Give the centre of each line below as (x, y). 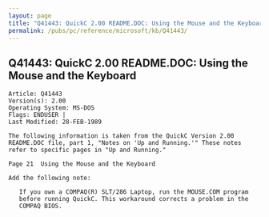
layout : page (30, 16)
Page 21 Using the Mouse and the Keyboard (82, 164)
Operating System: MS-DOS (51, 108)
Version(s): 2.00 (37, 101)
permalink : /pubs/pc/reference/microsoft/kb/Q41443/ (98, 30)
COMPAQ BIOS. (40, 206)
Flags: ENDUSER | (37, 115)
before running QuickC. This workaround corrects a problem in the (134, 199)
